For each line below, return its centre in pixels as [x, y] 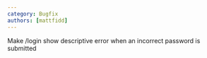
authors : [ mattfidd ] [38, 21]
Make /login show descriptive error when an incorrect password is [104, 40]
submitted [22, 48]
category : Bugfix [33, 14]
